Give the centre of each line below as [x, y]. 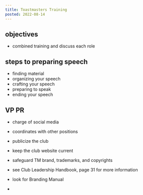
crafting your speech [34, 84]
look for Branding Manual [38, 179]
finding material [28, 74]
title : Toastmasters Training [36, 10]
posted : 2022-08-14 [25, 14]
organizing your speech [36, 79]
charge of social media [36, 122]
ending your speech [33, 95]
